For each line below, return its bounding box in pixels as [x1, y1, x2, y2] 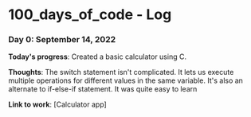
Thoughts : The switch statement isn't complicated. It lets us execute [8, 68, 234, 77]
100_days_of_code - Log [8, 6, 172, 24]
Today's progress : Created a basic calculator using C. [8, 52, 187, 61]
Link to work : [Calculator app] [8, 99, 108, 109]
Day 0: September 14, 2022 [8, 34, 116, 45]
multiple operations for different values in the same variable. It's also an [8, 76, 243, 85]
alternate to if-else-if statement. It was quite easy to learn [8, 84, 198, 94]
